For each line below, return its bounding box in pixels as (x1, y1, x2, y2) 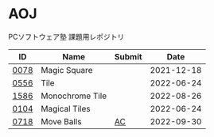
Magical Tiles (41, 103, 91, 114)
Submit (114, 51, 142, 62)
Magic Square (41, 64, 93, 75)
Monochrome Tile (41, 90, 107, 101)
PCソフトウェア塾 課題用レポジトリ (8, 32, 125, 41)
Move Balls (41, 116, 82, 127)
